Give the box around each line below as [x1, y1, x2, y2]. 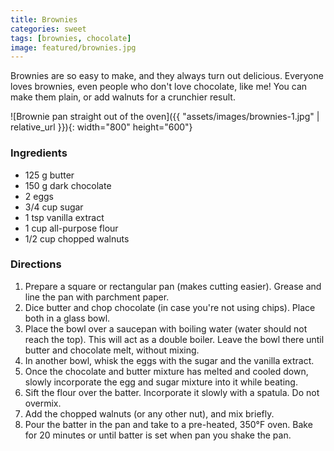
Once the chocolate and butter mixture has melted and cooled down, [24, 365, 309, 377]
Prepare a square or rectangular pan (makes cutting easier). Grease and [24, 280, 322, 292]
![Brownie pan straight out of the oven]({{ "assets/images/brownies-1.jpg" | [10, 111, 320, 123]
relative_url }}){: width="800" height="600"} [10, 121, 193, 133]
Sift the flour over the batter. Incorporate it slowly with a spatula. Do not [24, 386, 320, 398]
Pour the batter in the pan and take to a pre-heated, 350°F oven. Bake [24, 418, 313, 430]
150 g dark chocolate [24, 179, 112, 191]
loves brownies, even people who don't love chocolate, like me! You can [10, 81, 308, 93]
